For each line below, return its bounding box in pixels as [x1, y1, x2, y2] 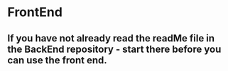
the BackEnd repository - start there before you [7, 43, 222, 55]
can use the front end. [7, 54, 108, 66]
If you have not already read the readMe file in [7, 32, 215, 44]
